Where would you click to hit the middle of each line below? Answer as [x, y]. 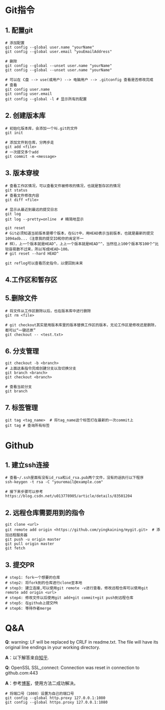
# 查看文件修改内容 [22, 195]
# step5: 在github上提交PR [32, 603]
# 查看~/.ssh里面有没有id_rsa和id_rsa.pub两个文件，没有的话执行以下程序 [75, 478]
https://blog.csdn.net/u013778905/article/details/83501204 [69, 496]
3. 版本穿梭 [22, 173]
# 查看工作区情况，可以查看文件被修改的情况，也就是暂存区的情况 [63, 186]
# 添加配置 [15, 43]
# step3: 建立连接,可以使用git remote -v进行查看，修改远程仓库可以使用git [77, 588]
